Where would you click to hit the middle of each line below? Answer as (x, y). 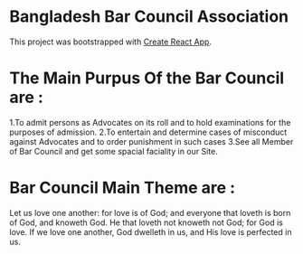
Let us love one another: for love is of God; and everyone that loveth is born (150, 212)
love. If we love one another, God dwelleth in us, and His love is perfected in (151, 231)
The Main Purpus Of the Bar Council (147, 78)
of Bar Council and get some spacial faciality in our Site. (114, 151)
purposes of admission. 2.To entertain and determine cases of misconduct (148, 132)
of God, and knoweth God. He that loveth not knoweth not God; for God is (146, 222)
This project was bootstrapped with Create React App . (111, 42)
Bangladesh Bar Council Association (149, 17)
